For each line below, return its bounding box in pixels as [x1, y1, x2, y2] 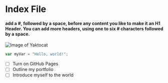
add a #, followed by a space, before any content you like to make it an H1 [5, 20, 160, 26]
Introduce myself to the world [12, 72, 74, 78]
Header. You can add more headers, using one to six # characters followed [5, 25, 163, 31]
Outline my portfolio [12, 66, 54, 72]
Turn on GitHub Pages [12, 61, 59, 67]
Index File [5, 3, 47, 15]
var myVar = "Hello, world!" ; [5, 51, 69, 57]
